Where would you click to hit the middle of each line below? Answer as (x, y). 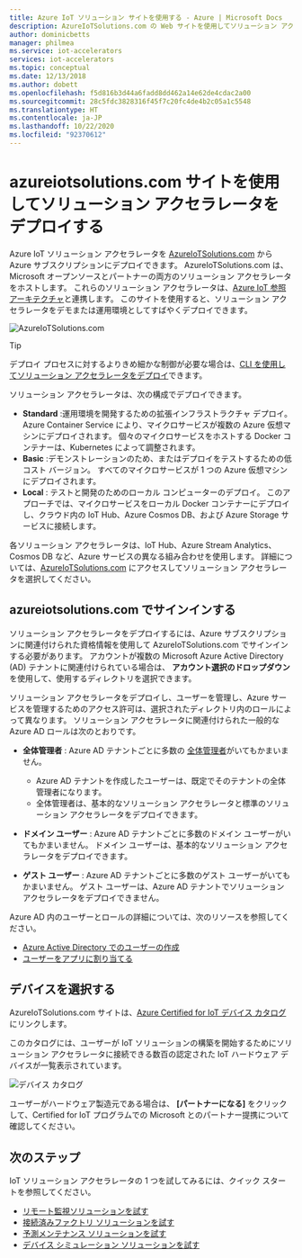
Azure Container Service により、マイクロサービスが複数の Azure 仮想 (152, 425)
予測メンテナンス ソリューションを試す (94, 1234)
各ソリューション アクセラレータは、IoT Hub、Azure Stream (121, 544)
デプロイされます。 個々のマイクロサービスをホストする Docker (164, 436)
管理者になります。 (71, 792)
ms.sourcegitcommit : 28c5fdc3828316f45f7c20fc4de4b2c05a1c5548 (130, 101)
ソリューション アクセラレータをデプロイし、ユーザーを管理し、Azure (139, 697)
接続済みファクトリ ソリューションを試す (98, 1222)
